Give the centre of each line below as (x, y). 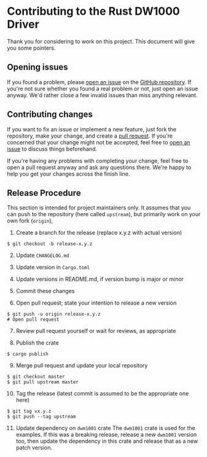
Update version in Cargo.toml (53, 267)
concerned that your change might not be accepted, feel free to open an (99, 142)
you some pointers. (31, 48)
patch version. (34, 448)
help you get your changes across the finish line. (68, 174)
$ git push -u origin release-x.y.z (54, 314)
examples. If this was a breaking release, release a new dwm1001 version (106, 435)
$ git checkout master (36, 377)
